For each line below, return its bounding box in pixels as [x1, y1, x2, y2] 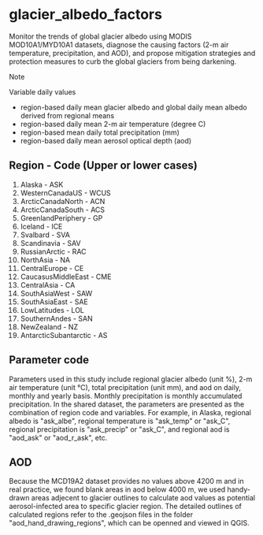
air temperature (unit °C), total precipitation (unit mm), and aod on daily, [9, 382, 241, 392]
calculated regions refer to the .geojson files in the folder [9, 510, 194, 519]
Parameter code [9, 353, 90, 367]
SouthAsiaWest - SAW [20, 288, 93, 298]
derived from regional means [20, 110, 115, 120]
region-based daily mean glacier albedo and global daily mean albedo [20, 102, 247, 112]
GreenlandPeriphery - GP [20, 213, 103, 222]
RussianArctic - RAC [20, 247, 87, 256]
